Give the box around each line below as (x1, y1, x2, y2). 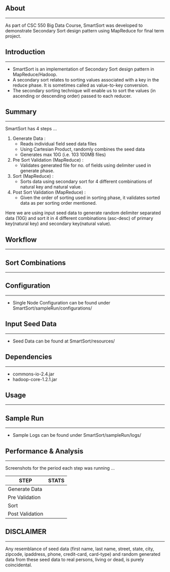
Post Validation (8, 510, 44, 517)
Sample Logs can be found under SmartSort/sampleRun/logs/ (12, 432, 142, 438)
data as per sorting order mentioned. (20, 200, 97, 206)
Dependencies (5, 353, 52, 361)
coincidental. (5, 562, 32, 568)
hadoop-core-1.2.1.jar (12, 376, 57, 382)
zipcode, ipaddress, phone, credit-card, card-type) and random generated (5, 551, 161, 557)
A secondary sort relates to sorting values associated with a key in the (12, 77, 159, 83)
